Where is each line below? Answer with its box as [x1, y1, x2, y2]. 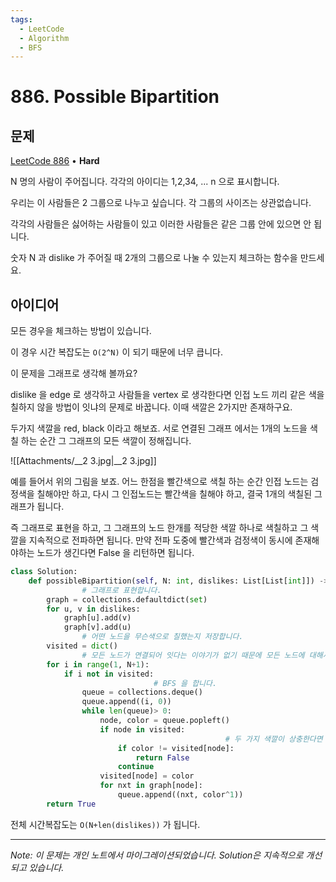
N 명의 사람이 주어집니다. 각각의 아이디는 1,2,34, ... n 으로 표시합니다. [10, 176, 280, 188]
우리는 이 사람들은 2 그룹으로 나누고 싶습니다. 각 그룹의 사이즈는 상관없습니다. [10, 197, 312, 209]
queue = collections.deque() [81, 687, 203, 698]
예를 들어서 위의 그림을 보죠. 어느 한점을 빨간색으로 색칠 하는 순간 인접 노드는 [10, 476, 309, 488]
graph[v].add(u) [63, 622, 132, 633]
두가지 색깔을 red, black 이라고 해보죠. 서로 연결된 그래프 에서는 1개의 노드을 [10, 422, 308, 435]
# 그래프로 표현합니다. [81, 585, 162, 595]
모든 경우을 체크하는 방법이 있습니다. [10, 325, 152, 337]
